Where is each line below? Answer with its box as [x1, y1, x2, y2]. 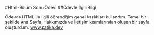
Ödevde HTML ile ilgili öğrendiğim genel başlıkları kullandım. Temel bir [5, 14, 147, 19]
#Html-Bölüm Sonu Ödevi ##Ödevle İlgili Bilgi [5, 5, 96, 10]
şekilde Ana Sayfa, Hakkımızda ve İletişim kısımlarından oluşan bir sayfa [5, 19, 150, 25]
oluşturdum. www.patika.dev [5, 24, 63, 30]
